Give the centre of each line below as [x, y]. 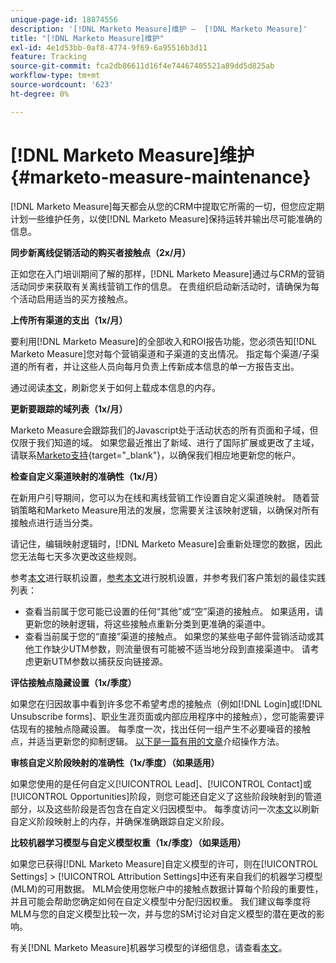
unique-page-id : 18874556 [64, 19]
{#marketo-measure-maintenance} [161, 177]
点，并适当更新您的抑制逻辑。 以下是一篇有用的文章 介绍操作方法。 [147, 741]
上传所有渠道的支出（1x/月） [69, 320]
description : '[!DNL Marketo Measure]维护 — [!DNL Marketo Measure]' [159, 29]
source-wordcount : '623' [62, 85]
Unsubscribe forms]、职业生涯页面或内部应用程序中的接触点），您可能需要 [163, 716]
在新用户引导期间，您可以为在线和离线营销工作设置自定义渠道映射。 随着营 [165, 497]
